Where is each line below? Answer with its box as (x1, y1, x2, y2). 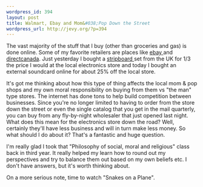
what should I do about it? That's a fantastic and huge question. (6, 131, 165, 139)
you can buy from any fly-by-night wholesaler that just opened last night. (6, 112, 188, 119)
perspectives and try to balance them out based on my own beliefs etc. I (6, 156, 187, 163)
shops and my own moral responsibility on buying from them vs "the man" (6, 86, 192, 94)
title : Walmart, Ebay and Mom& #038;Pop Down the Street (6, 20, 150, 26)
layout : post (6, 15, 39, 21)
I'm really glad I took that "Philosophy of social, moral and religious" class (6, 143, 190, 150)
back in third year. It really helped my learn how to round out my (6, 149, 166, 157)
